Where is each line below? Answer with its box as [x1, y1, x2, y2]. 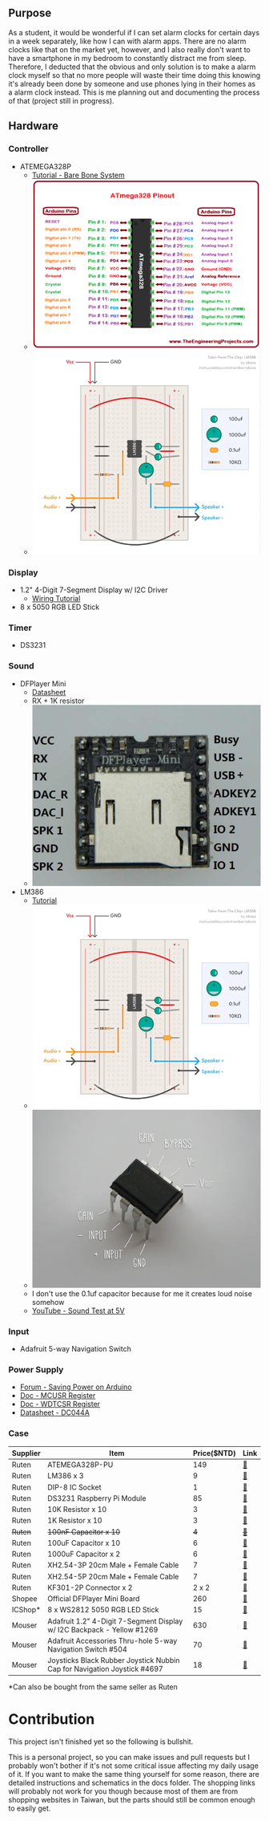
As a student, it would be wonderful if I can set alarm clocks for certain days [8, 27, 260, 37]
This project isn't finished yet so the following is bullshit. [8, 1737, 194, 1746]
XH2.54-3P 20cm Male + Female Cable [47, 1560, 179, 1570]
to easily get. [8, 1803, 51, 1813]
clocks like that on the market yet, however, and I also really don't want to [8, 44, 251, 55]
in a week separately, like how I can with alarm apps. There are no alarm [8, 36, 247, 46]
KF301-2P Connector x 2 [47, 1583, 133, 1592]
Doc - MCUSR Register [19, 1391, 96, 1400]
